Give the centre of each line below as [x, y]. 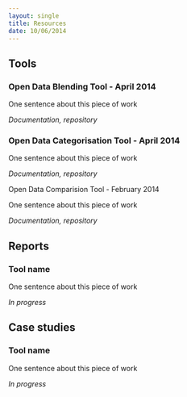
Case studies [42, 328]
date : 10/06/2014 [37, 31]
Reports [29, 246]
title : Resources [37, 23]
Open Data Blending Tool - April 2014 [82, 86]
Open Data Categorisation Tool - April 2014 [94, 140]
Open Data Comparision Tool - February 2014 [84, 190]
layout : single [34, 16]
